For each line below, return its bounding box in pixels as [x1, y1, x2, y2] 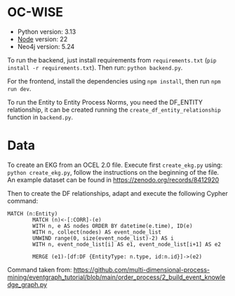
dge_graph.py [7, 280, 48, 288]
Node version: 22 [17, 34, 68, 43]
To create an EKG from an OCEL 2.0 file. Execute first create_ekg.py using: [7, 161, 223, 169]
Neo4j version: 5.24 [17, 42, 75, 51]
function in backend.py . [7, 113, 74, 121]
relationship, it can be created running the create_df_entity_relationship [7, 105, 221, 114]
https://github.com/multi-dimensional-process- [73, 265, 210, 274]
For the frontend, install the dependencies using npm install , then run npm [7, 76, 221, 85]
